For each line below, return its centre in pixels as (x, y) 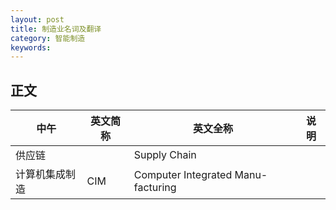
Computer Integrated (183, 175)
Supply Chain (165, 155)
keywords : (31, 47)
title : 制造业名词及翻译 (56, 29)
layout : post (37, 19)
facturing (155, 188)
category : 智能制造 (48, 38)
